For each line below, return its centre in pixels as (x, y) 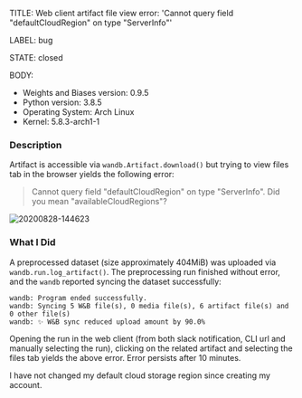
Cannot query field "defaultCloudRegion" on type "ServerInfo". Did (156, 192)
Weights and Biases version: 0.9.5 (85, 93)
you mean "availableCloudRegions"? (99, 202)
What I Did (33, 242)
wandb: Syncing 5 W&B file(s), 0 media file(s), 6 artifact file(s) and (149, 306)
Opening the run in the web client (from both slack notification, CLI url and (148, 338)
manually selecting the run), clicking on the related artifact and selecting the (151, 348)
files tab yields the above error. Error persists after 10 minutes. (125, 357)
